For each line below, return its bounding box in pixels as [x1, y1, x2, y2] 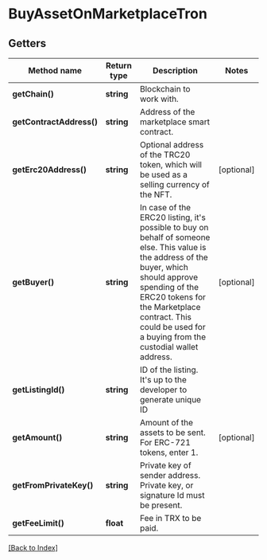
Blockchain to [139, 84, 191, 94]
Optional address [139, 139, 204, 150]
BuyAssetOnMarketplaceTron [8, 5, 208, 23]
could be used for [139, 322, 206, 332]
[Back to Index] [8, 543, 58, 552]
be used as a [139, 169, 188, 180]
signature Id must [139, 490, 205, 500]
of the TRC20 [139, 149, 191, 160]
